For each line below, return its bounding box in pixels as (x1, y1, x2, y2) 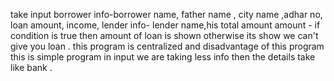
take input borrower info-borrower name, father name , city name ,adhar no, (10, 9, 323, 20)
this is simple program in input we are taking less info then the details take (10, 51, 316, 63)
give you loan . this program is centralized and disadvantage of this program (10, 40, 325, 52)
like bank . (10, 62, 53, 73)
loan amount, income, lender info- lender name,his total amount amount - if (10, 19, 321, 31)
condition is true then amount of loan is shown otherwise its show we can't (10, 30, 319, 41)
